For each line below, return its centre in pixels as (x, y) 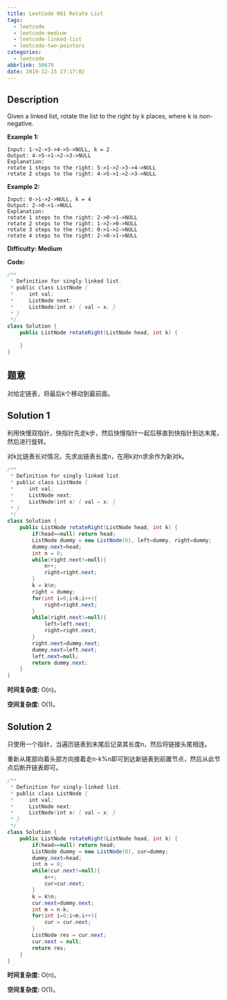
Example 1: (23, 137)
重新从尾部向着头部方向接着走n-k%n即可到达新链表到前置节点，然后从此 (111, 759)
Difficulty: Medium (35, 249)
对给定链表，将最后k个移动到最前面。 (61, 393)
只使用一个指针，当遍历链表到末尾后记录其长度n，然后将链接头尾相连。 (109, 744)
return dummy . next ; (60, 663)
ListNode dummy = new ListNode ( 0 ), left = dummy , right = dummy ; (122, 540)
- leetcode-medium (40, 33)
